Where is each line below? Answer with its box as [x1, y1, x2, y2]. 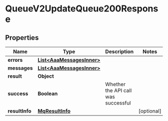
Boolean [37, 90, 58, 97]
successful [105, 100, 131, 106]
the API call [105, 87, 132, 94]
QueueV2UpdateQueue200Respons [5, 3, 158, 14]
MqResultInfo [37, 108, 71, 115]
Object [37, 73, 54, 80]
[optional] [138, 108, 161, 115]
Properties [5, 33, 39, 42]
